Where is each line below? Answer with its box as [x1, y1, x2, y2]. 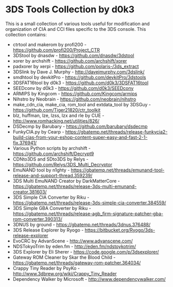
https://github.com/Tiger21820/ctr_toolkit [12, 107, 101, 113]
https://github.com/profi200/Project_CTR [12, 47, 100, 53]
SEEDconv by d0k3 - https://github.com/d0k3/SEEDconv [12, 85, 134, 91]
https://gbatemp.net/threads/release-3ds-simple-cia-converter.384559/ [12, 199, 166, 206]
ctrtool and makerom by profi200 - [12, 41, 86, 47]
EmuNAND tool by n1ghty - [12, 167, 70, 173]
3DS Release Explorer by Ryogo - [12, 227, 84, 233]
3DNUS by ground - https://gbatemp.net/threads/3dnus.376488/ [12, 221, 151, 227]
